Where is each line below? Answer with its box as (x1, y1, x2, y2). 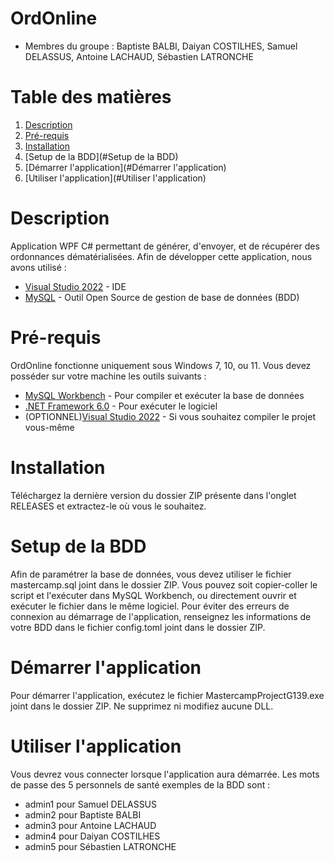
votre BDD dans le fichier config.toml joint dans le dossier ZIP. (10, 621, 266, 633)
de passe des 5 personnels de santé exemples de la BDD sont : (10, 778, 271, 791)
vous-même (24, 421, 75, 433)
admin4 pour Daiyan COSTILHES (24, 830, 161, 842)
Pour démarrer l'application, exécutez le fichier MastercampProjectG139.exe (10, 689, 325, 701)
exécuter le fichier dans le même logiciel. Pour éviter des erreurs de (10, 600, 290, 612)
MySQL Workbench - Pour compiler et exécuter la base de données (24, 389, 305, 401)
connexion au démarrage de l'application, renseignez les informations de (10, 610, 312, 622)
